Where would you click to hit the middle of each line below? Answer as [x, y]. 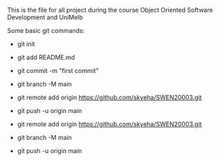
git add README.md [46, 57]
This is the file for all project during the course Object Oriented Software [110, 10]
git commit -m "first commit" [58, 71]
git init [26, 44]
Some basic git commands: [46, 31]
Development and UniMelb [45, 17]
